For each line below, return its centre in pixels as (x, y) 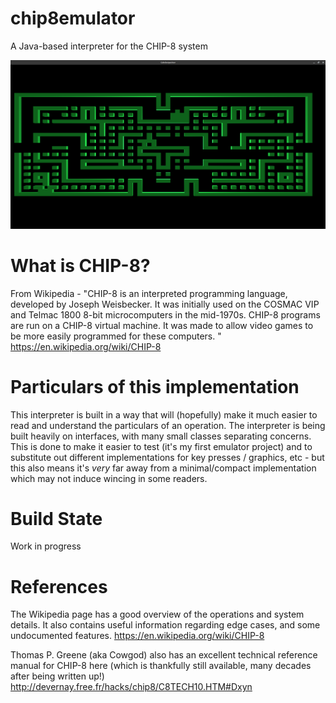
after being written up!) (57, 676)
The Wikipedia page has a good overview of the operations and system (157, 614)
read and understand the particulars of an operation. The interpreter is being (168, 425)
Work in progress (46, 546)
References (59, 586)
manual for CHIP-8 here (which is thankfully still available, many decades (161, 666)
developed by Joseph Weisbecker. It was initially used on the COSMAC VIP (165, 304)
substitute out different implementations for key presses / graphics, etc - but (167, 457)
